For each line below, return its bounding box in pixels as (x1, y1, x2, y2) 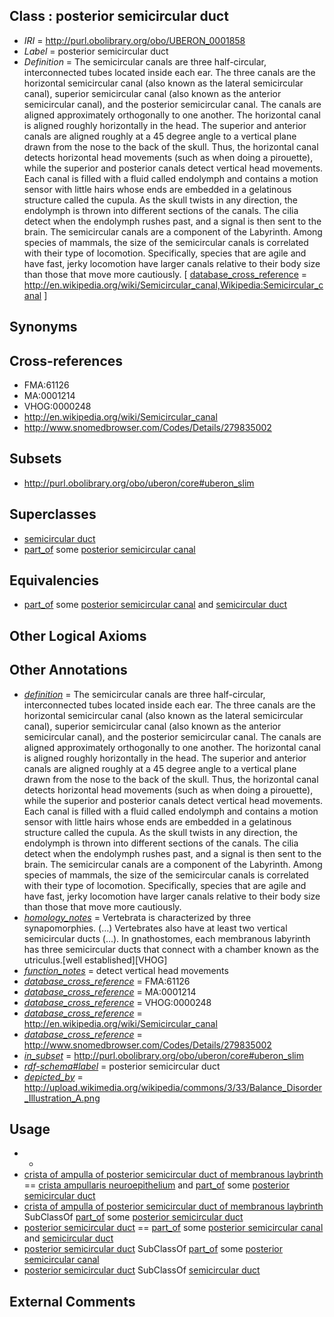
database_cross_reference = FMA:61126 (23, 975, 191, 987)
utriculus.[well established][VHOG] (23, 954, 168, 966)
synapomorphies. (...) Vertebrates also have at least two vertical (23, 922, 288, 934)
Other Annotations (9, 662, 128, 679)
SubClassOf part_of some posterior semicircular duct (23, 1211, 244, 1223)
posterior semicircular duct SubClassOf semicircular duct (23, 1264, 261, 1276)
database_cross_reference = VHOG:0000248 (23, 996, 212, 1008)
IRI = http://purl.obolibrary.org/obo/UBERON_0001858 (23, 34, 246, 46)
